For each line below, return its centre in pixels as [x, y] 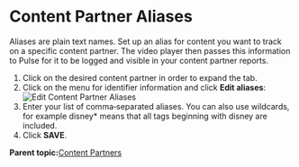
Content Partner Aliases [101, 17]
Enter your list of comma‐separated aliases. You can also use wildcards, [156, 106]
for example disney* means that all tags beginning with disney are [145, 116]
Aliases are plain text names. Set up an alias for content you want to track [145, 41]
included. [40, 125]
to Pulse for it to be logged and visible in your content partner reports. [139, 60]
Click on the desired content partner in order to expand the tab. [140, 77]
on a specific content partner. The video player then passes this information [150, 50]
